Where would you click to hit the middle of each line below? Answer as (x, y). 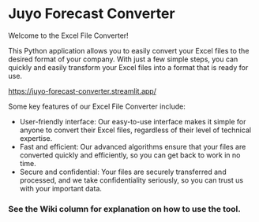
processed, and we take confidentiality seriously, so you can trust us (131, 180)
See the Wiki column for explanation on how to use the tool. (124, 209)
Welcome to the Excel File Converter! (68, 35)
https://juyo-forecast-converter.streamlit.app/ (82, 91)
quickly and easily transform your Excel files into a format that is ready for (128, 67)
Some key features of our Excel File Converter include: (97, 106)
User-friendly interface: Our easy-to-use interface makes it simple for (133, 121)
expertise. (36, 138)
